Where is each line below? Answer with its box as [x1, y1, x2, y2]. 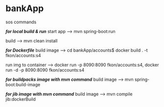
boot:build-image [5, 81, 41, 88]
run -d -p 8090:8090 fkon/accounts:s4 [5, 67, 85, 73]
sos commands [5, 19, 37, 25]
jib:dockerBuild [5, 96, 36, 102]
